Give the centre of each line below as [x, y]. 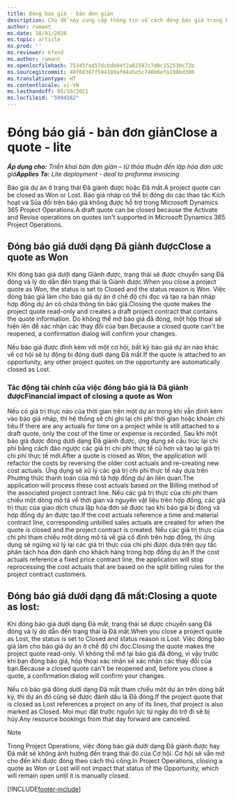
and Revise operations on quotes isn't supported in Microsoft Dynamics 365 [116, 217]
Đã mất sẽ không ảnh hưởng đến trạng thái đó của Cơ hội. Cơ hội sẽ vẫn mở [116, 753]
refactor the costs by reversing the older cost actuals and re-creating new [113, 463]
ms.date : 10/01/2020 [37, 33]
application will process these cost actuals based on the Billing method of [113, 485]
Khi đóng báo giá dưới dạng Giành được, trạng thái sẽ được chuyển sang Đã [116, 274]
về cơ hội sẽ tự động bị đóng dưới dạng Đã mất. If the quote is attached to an [117, 354]
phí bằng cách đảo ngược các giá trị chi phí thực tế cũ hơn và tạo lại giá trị [114, 448]
